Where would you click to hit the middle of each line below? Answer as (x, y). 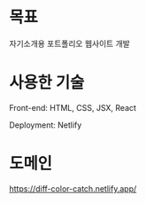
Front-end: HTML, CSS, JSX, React (73, 107)
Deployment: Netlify (46, 125)
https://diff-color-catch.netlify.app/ (73, 188)
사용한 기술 (47, 83)
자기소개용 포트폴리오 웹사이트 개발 (69, 43)
